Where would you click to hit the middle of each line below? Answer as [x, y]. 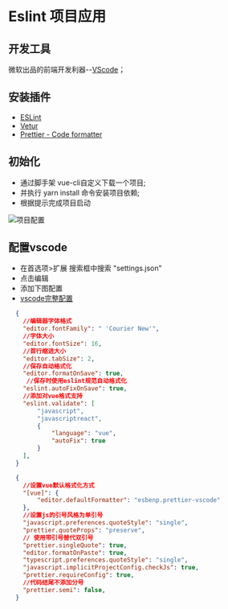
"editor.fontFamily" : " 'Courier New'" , [91, 329]
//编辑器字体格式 [47, 321]
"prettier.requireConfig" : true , [79, 575]
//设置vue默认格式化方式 [59, 485]
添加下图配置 [41, 288]
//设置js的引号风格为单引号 [63, 516]
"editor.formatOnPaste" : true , [75, 553]
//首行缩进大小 [45, 351]
